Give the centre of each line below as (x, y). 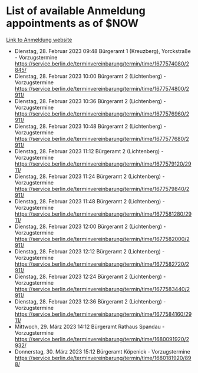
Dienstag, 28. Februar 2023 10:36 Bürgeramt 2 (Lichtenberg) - (90, 101)
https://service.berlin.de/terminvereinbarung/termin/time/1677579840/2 (102, 189)
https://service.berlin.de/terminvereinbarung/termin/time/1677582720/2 (102, 264)
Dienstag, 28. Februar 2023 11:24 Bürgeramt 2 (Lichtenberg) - (90, 176)
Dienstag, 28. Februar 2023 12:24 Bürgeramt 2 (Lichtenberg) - (90, 276)
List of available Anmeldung (76, 11)
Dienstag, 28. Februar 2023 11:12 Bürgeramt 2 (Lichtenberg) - (89, 151)
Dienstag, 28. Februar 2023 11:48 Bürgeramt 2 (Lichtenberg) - (90, 201)
